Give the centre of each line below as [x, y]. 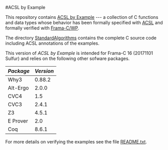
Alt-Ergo [18, 88]
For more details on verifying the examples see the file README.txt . [76, 142]
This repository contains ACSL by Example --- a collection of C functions [82, 17]
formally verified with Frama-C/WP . [43, 28]
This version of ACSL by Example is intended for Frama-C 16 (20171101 [79, 53]
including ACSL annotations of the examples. [52, 43]
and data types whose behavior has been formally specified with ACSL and [84, 23]
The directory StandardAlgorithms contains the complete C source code [81, 38]
